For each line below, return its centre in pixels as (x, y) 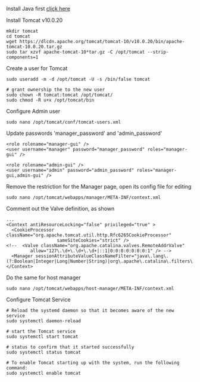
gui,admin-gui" (25, 175)
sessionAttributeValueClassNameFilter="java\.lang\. (102, 256)
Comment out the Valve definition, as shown (60, 209)
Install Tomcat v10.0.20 (35, 20)
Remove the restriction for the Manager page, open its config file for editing (99, 187)
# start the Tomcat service (41, 331)
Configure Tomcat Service (38, 300)
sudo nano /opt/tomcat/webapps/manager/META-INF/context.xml (84, 198)
